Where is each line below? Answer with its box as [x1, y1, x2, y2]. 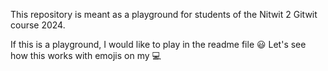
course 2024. [10, 19, 66, 31]
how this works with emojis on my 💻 [10, 50, 162, 61]
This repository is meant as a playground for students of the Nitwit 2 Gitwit [10, 9, 318, 20]
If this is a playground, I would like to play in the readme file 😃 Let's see [10, 39, 307, 50]
